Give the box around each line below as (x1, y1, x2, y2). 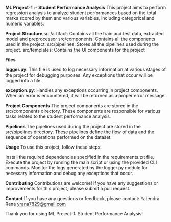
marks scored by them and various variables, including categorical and (5, 15, 155, 21)
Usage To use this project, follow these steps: (5, 144, 102, 150)
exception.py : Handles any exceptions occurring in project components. (5, 87, 158, 93)
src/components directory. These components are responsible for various (5, 108, 161, 114)
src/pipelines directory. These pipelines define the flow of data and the (5, 129, 155, 135)
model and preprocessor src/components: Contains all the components (5, 36, 156, 42)
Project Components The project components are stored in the (5, 103, 139, 109)
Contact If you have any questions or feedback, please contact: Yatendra (5, 195, 160, 201)
